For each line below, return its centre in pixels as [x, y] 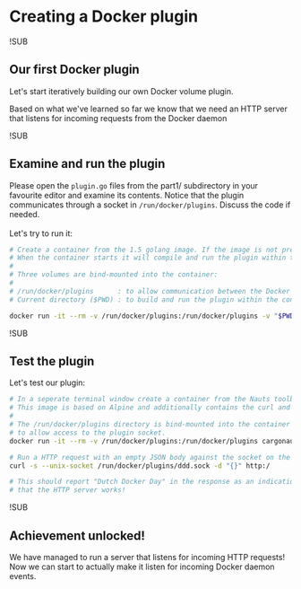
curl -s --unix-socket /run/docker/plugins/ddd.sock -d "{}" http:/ [140, 466]
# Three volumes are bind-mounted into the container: [114, 275]
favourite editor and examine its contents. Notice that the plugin [127, 195]
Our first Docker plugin [75, 70]
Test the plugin [52, 361]
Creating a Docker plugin [104, 17]
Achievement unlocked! [77, 536]
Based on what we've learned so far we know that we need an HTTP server [149, 109]
